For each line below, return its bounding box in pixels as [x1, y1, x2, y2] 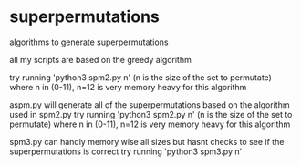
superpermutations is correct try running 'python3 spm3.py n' [9, 146, 243, 157]
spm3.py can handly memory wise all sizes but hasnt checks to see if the [9, 136, 285, 147]
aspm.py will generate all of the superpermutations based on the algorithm [9, 99, 290, 110]
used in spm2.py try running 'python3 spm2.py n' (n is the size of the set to [9, 109, 293, 119]
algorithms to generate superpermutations [9, 36, 169, 47]
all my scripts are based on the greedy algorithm [9, 54, 192, 65]
